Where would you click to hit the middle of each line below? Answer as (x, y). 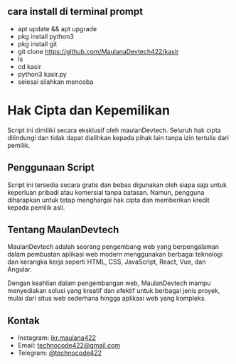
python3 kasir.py (42, 74)
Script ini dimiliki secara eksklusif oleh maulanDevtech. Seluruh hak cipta (114, 130)
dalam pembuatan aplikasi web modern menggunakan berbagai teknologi (115, 255)
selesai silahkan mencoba (55, 82)
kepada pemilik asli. (36, 207)
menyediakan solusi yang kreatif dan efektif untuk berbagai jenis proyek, (114, 291)
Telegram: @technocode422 (59, 353)
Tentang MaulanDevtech (63, 229)
